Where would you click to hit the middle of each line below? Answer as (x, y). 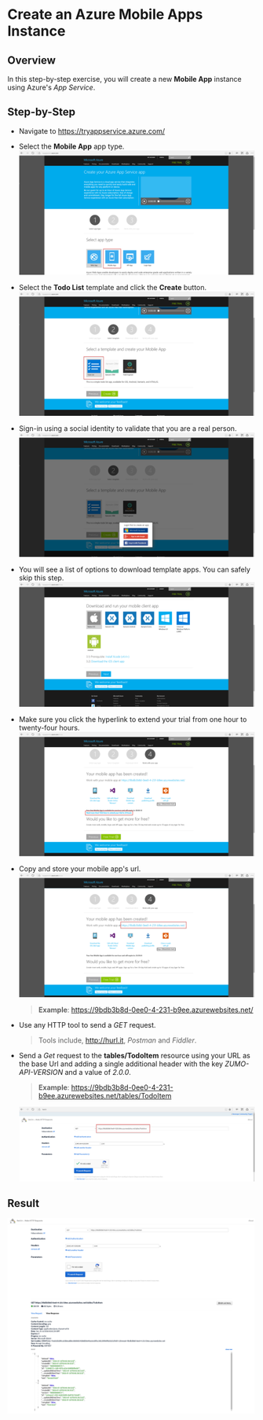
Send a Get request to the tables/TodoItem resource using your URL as (134, 1056)
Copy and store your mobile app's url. (80, 868)
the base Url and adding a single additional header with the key (121, 1064)
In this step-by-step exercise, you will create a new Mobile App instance (125, 79)
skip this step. (41, 578)
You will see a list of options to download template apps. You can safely (134, 570)
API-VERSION (41, 1072)
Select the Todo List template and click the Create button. (113, 288)
